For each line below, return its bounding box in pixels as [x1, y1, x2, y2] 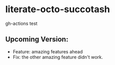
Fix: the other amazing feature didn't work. [12, 54, 103, 60]
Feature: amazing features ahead [12, 48, 83, 54]
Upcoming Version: [5, 35, 68, 44]
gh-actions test [5, 20, 37, 26]
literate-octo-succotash [5, 4, 110, 15]
